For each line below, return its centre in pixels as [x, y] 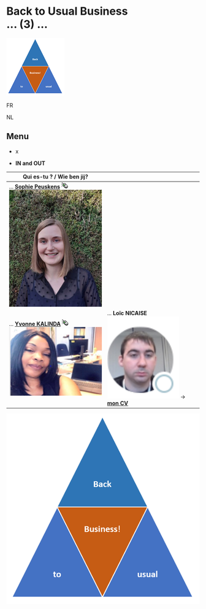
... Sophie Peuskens [34, 186]
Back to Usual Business [67, 11]
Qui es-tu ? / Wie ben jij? [55, 177]
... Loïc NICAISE [127, 313]
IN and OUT [30, 163]
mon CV [118, 404]
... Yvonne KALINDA [35, 324]
